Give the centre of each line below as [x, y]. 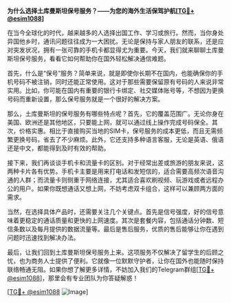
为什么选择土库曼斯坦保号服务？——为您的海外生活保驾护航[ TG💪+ [101, 11]
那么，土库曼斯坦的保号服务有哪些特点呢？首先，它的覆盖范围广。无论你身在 [115, 114]
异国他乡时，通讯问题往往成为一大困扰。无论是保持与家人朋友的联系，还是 [112, 41]
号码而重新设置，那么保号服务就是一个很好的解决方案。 [85, 99]
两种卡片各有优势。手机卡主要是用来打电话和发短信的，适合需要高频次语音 [112, 171]
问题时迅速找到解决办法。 [43, 238]
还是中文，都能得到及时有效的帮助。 [58, 148]
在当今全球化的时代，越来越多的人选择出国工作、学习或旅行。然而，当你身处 [115, 33]
